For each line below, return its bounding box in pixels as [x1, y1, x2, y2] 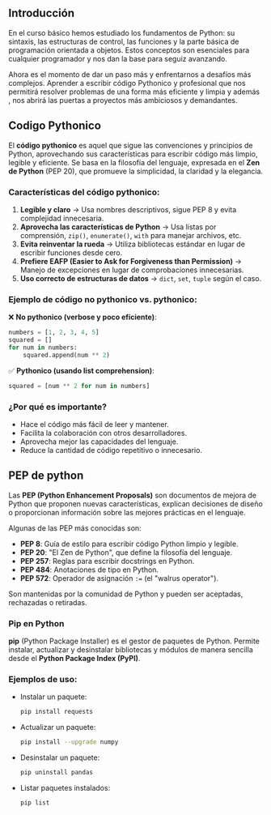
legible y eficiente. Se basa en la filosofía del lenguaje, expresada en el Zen [8, 157, 260, 167]
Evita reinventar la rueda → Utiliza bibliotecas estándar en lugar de [19, 239, 245, 249]
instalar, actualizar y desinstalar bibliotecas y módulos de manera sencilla [8, 645, 253, 655]
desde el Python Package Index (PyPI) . [8, 654, 141, 663]
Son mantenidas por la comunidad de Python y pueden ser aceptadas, [8, 589, 243, 599]
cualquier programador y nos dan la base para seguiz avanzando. [8, 53, 228, 63]
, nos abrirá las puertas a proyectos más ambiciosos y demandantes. [8, 95, 238, 105]
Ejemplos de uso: [8, 673, 78, 685]
